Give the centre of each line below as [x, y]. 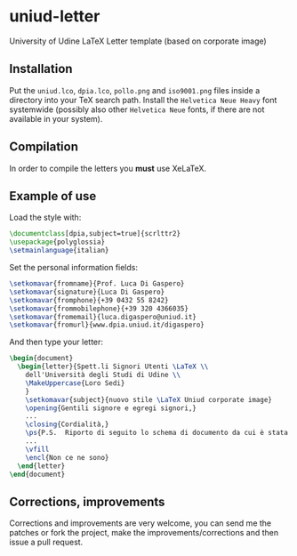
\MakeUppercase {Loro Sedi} [75, 383]
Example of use [53, 196]
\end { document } [37, 474]
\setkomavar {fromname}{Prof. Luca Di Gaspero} [97, 284]
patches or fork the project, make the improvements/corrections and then [144, 533]
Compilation [44, 147]
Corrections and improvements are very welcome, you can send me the [140, 523]
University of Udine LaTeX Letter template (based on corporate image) [138, 41]
